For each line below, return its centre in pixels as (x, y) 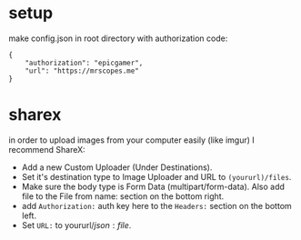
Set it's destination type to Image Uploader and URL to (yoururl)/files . (156, 176)
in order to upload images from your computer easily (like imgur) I (132, 140)
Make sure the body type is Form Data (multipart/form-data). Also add (153, 186)
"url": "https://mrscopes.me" (82, 71)
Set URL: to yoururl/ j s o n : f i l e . (76, 225)
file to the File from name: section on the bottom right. (123, 196)
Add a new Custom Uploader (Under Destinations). (117, 167)
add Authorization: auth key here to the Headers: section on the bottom (156, 205)
